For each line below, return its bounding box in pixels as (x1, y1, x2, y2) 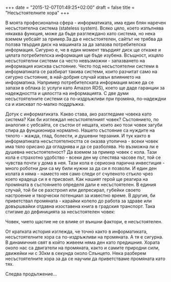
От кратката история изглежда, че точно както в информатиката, (5, 228, 148, 234)
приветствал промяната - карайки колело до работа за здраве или (5, 198, 152, 204)
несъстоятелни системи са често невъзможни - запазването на (5, 58, 145, 63)
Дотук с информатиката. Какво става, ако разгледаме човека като (5, 111, 152, 117)
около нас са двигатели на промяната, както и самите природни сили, (5, 245, 160, 251)
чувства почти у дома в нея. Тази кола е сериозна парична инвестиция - (5, 160, 165, 166)
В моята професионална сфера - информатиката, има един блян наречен (5, 20, 166, 26)
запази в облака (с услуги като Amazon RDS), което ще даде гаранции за (5, 85, 165, 91)
